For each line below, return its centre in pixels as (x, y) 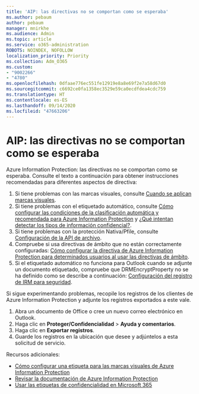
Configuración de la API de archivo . (58, 238)
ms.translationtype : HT (36, 94)
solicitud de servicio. (40, 343)
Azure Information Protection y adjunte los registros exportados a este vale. (99, 300)
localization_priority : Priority (48, 56)
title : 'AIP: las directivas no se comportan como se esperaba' (87, 12)
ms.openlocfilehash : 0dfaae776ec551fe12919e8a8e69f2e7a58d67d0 (86, 84)
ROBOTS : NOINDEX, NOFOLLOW (40, 51)
